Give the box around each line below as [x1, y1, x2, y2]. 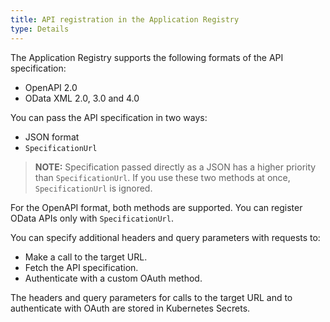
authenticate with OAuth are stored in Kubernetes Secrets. [10, 302, 251, 314]
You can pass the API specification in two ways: [10, 111, 208, 123]
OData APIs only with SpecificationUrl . [10, 212, 174, 224]
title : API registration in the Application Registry [10, 14, 240, 25]
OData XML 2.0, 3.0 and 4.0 [24, 92, 140, 104]
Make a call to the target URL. [24, 251, 148, 263]
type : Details [10, 24, 70, 34]
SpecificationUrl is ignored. [34, 182, 153, 194]
